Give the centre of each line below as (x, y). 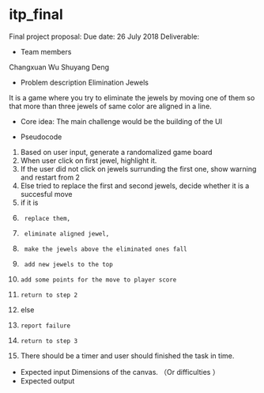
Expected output (47, 380)
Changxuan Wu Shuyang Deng (59, 67)
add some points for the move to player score (98, 280)
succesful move (46, 194)
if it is (29, 202)
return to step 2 (49, 295)
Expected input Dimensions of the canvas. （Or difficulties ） (120, 372)
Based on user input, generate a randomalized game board (116, 152)
